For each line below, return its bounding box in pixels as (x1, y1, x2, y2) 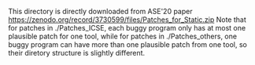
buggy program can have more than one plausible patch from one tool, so (8, 40, 248, 49)
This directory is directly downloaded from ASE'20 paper (8, 7, 193, 16)
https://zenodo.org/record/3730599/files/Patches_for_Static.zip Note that (8, 15, 246, 24)
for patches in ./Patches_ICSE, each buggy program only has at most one (8, 23, 246, 32)
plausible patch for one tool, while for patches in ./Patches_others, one (8, 31, 238, 41)
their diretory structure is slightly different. (8, 49, 146, 57)
